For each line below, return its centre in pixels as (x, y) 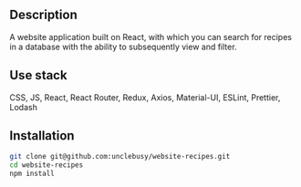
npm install (32, 174)
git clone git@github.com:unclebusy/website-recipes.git (120, 157)
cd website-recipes (47, 165)
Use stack (38, 75)
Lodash (24, 107)
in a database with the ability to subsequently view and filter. (123, 47)
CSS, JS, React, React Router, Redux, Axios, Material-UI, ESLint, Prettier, (145, 97)
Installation (42, 136)
